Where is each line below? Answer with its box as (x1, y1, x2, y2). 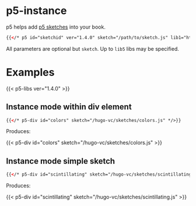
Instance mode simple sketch (6, 156, 116, 166)
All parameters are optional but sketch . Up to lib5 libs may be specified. (6, 45, 180, 52)
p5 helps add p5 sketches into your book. (6, 23, 106, 30)
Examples (6, 66, 55, 79)
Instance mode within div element (6, 102, 132, 112)
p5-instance (6, 4, 67, 18)
